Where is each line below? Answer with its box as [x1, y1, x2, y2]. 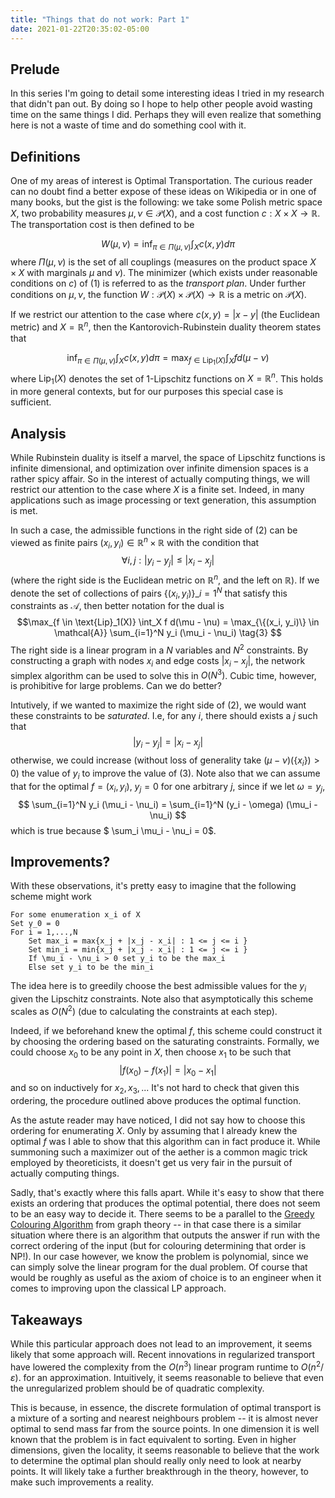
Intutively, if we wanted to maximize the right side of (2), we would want [10, 699, 307, 711]
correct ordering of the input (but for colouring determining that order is [10, 1240, 307, 1252]
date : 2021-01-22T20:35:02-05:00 [10, 24, 150, 34]
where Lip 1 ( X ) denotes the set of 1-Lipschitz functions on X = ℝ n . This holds [10, 371, 324, 387]
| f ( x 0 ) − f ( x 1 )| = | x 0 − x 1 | [119, 1064, 217, 1078]
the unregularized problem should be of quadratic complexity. [10, 1382, 265, 1394]
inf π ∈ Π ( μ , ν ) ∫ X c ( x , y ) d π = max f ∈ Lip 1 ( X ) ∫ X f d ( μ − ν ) [66, 351, 270, 367]
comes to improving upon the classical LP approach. [10, 1282, 227, 1295]
